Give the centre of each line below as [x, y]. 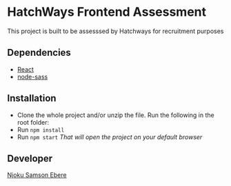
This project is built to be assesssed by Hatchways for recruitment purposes [115, 31]
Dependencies [39, 53]
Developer [30, 158]
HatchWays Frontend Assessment [107, 12]
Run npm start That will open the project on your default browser [110, 137]
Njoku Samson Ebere [37, 175]
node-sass [32, 76]
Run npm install [41, 130]
